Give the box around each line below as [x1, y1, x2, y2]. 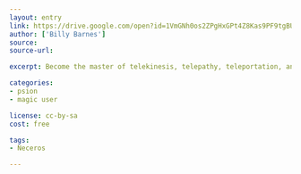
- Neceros [9, 144, 47, 153]
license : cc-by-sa [9, 111, 78, 120]
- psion [9, 87, 39, 95]
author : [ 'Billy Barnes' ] [9, 29, 106, 38]
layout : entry [9, 12, 63, 22]
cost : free [9, 120, 50, 128]
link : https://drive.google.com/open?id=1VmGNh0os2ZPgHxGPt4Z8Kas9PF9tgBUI [9, 21, 298, 30]
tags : [9, 136, 30, 145]
